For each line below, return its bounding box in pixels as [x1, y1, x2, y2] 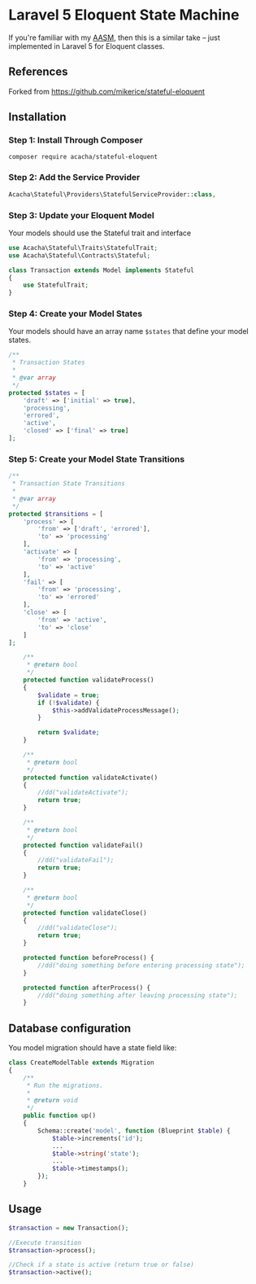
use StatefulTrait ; [23, 281, 89, 290]
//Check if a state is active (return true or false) [8, 1260, 195, 1269]
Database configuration [8, 1021, 132, 1035]
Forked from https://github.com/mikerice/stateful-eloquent [8, 86, 206, 96]
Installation [8, 110, 67, 124]
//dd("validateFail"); [37, 857, 115, 865]
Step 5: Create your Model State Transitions [8, 454, 185, 465]
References [8, 65, 68, 79]
